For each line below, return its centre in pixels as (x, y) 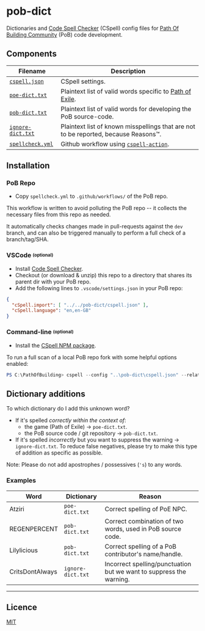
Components (31, 54)
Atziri (17, 509)
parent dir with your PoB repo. (53, 282)
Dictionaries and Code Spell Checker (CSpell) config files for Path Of (93, 28)
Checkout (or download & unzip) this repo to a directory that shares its (103, 275)
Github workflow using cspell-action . (115, 144)
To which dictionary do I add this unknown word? (68, 409)
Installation (28, 166)
